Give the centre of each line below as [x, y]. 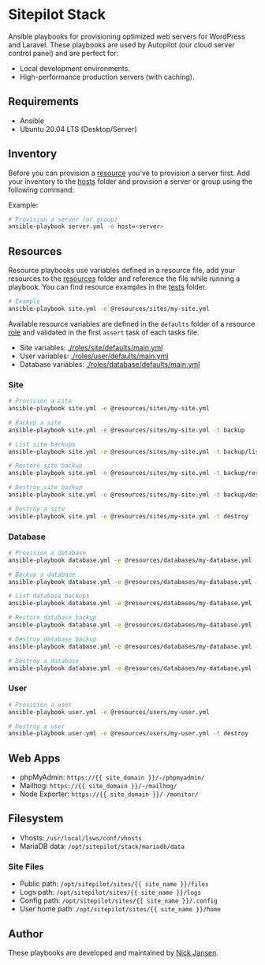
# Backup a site [35, 423]
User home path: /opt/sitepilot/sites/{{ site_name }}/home [120, 909]
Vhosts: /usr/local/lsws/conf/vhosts [80, 837]
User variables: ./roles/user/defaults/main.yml [94, 356]
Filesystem [36, 819]
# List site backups [42, 444]
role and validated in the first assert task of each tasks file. [104, 332]
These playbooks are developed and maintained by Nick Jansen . [114, 953]
